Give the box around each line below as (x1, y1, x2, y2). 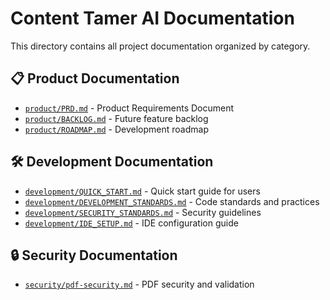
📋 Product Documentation (10, 70, 180, 87)
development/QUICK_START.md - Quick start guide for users (24, 185, 261, 197)
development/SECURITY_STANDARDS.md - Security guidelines (24, 206, 262, 218)
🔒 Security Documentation (10, 247, 178, 264)
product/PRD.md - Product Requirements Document (24, 102, 235, 114)
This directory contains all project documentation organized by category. (10, 40, 311, 52)
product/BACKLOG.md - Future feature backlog (24, 112, 209, 124)
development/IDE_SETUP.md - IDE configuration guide (24, 217, 239, 229)
